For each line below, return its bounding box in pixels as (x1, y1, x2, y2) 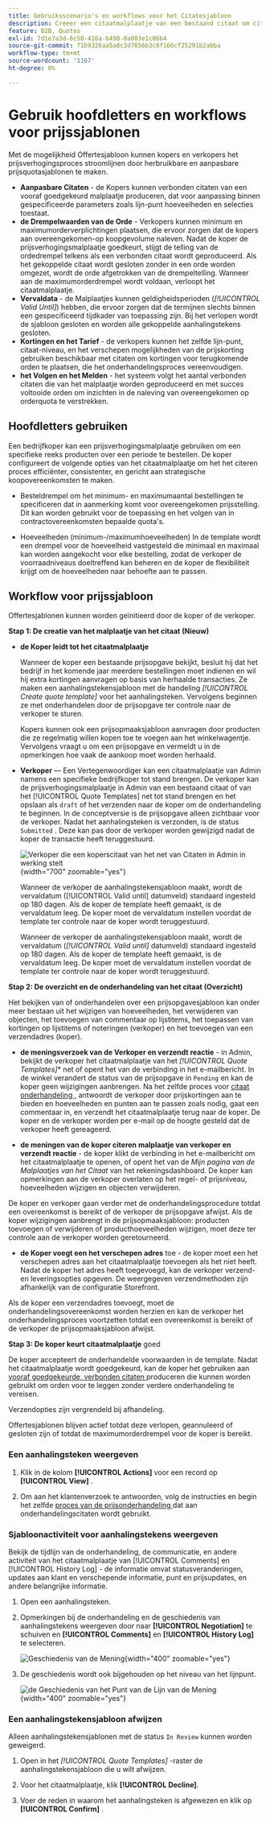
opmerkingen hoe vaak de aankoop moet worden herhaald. (19, 750, 217, 760)
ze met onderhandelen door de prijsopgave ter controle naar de (19, 700, 231, 710)
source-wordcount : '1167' (8, 57, 95, 65)
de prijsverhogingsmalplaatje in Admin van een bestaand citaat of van (19, 782, 252, 793)
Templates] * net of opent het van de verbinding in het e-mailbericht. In (19, 1064, 255, 1075)
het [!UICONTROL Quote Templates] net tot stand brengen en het (19, 791, 236, 801)
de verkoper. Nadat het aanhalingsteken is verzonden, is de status (19, 817, 239, 827)
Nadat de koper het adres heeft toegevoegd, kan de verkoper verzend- (19, 1266, 256, 1275)
